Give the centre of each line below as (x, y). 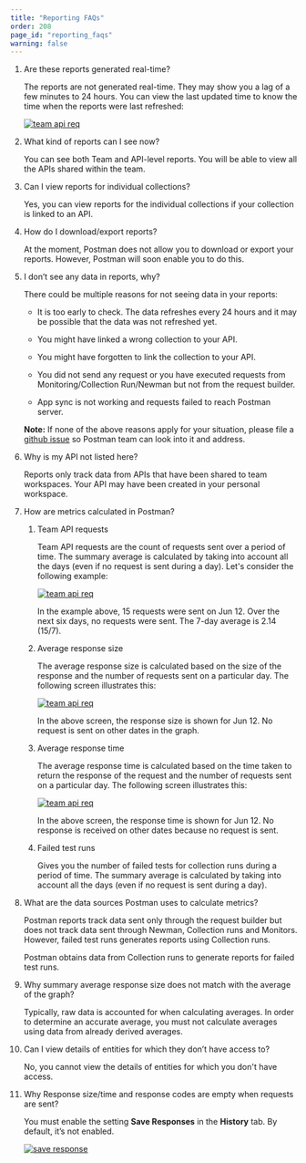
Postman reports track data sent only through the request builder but (153, 920)
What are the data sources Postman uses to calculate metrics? (141, 903)
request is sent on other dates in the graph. (118, 731)
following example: (72, 576)
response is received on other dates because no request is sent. (158, 830)
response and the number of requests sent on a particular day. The (163, 676)
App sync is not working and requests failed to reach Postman (154, 402)
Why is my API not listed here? (81, 457)
